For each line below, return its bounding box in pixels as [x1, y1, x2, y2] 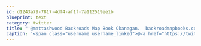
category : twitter [6, 20, 52, 26]
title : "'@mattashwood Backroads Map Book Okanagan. [6, 25, 141, 32]
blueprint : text [6, 14, 47, 20]
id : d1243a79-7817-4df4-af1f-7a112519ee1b [6, 8, 114, 15]
